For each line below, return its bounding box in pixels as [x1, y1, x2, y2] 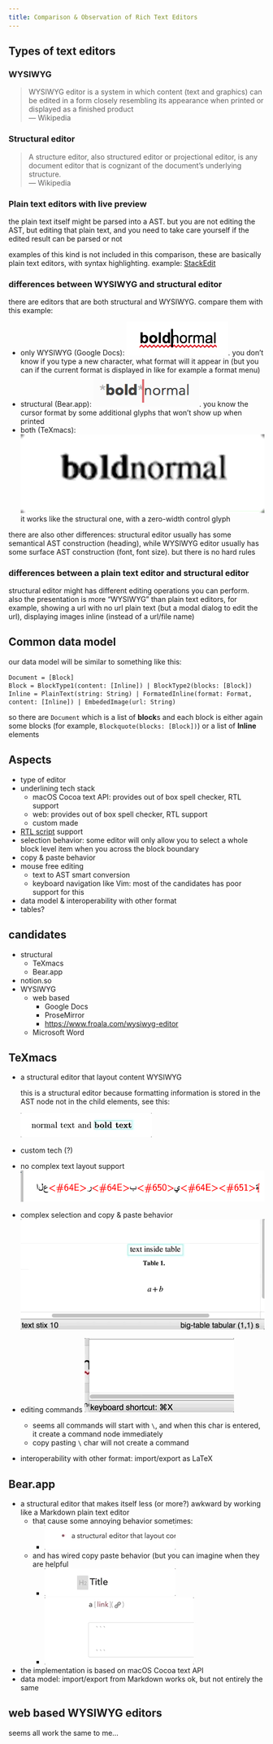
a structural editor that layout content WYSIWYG [19, 1072, 183, 1082]
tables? [19, 904, 45, 914]
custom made [32, 817, 79, 827]
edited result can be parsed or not [8, 233, 123, 243]
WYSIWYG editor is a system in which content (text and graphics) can [28, 87, 262, 97]
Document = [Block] [8, 674, 75, 682]
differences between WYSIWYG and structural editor [8, 278, 223, 290]
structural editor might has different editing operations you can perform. [8, 586, 249, 595]
